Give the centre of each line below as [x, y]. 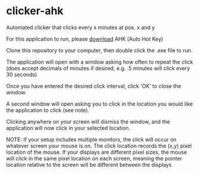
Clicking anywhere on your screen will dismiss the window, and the [88, 121]
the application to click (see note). [48, 110]
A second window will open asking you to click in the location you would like [99, 104]
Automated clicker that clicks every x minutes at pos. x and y [81, 27]
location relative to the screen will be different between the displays [89, 164]
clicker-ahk [35, 11]
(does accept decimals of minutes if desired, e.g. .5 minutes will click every [98, 68]
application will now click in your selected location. [68, 128]
